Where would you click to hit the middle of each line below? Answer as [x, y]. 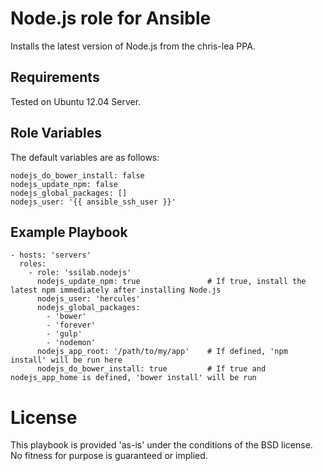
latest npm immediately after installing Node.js [116, 290]
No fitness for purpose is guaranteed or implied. [109, 456]
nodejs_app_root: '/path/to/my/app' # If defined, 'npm [162, 352]
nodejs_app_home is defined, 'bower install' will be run [133, 378]
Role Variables [56, 133]
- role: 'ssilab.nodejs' [80, 273]
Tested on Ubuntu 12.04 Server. [76, 101]
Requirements [55, 77]
